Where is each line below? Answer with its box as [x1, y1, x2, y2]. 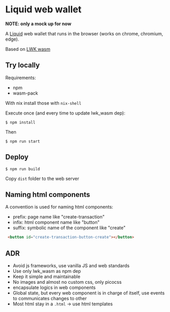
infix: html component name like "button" [12, 219, 100, 226]
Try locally [5, 61, 40, 70]
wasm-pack [12, 90, 39, 96]
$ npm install [5, 120, 36, 125]
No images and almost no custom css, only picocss [12, 279, 122, 285]
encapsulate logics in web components [12, 284, 96, 291]
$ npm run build [5, 166, 40, 172]
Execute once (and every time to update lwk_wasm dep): [5, 109, 126, 116]
